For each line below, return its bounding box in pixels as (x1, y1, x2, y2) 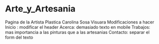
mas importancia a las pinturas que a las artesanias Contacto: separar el (5, 29, 150, 35)
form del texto (5, 34, 33, 40)
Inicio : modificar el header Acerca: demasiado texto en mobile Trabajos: (5, 24, 151, 30)
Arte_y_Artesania (5, 3, 76, 14)
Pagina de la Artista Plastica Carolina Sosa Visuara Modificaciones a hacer (5, 19, 155, 25)
